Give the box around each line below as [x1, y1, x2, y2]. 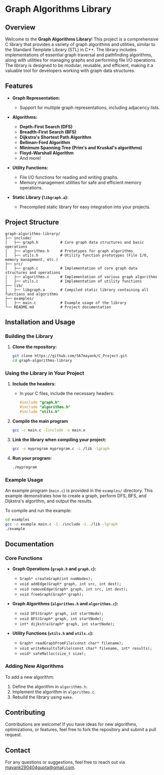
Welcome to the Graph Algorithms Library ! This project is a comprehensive [5, 36, 159, 42]
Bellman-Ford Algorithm [19, 139, 70, 145]
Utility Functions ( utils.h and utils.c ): [12, 630, 94, 636]
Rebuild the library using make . [12, 694, 73, 700]
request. [5, 732, 22, 738]
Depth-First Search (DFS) [19, 123, 73, 129]
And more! [19, 155, 41, 161]
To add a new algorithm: [5, 674, 54, 680]
